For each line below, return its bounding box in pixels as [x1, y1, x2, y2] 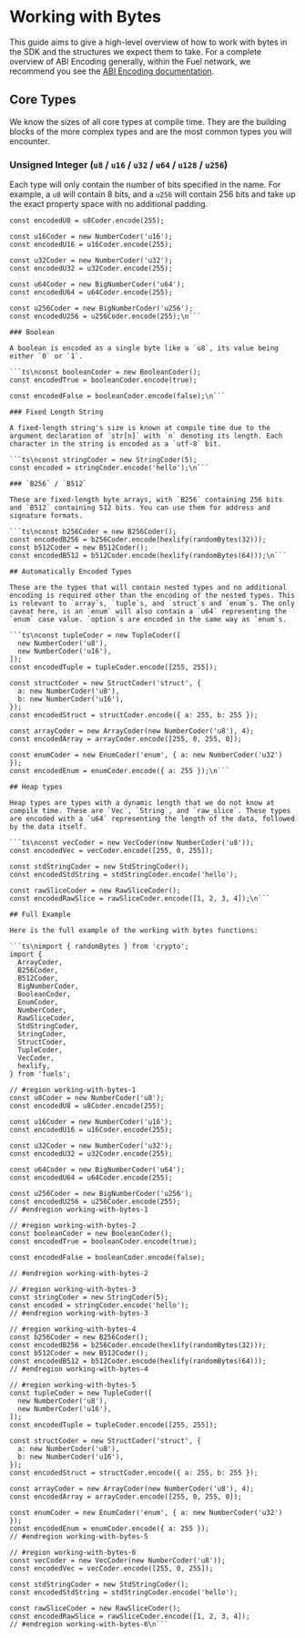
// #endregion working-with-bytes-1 [9, 1205, 148, 1214]
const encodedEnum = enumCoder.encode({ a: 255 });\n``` [9, 767, 230, 776]
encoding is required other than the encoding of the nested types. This [9, 591, 296, 601]
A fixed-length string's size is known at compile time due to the [9, 424, 271, 433]
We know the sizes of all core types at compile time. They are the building [9, 116, 287, 127]
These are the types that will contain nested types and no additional [9, 583, 287, 592]
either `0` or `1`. [9, 352, 84, 361]
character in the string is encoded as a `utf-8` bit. [9, 439, 222, 448]
